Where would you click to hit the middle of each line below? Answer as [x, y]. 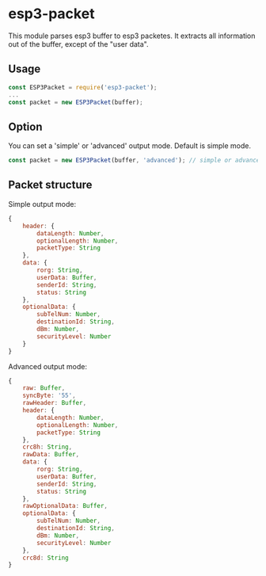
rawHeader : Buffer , [55, 403]
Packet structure [50, 185]
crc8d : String [46, 558]
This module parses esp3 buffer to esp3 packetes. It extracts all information [132, 36]
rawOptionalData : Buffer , [65, 506]
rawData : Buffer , [51, 455]
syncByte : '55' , [49, 396]
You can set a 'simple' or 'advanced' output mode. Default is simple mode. [130, 146]
